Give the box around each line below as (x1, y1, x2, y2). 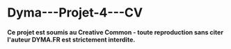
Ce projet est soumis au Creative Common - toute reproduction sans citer (7, 28, 224, 36)
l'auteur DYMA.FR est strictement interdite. (7, 35, 136, 43)
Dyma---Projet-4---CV (7, 5, 143, 21)
